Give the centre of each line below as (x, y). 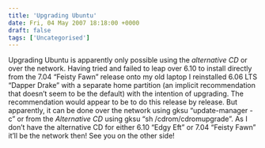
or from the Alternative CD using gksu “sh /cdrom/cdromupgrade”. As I (132, 119)
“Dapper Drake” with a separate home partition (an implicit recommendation (132, 85)
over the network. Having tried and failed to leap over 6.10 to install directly (130, 69)
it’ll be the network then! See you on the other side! (92, 136)
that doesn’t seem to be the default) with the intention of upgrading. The (126, 94)
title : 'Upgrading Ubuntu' (53, 15)
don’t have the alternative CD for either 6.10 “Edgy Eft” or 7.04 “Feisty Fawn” (132, 127)
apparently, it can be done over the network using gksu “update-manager (128, 111)
